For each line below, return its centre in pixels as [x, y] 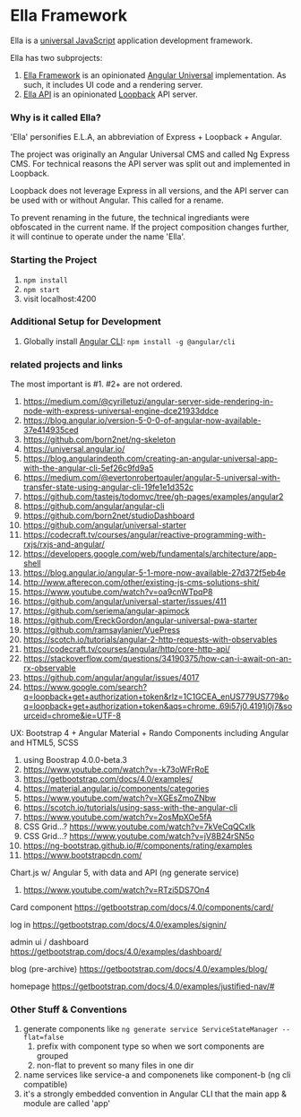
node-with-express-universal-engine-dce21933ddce [120, 411]
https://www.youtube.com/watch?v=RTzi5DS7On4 [116, 890]
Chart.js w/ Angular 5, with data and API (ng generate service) [125, 873]
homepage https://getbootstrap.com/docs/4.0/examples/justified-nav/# [142, 986]
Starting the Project [54, 260]
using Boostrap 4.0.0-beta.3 [75, 760]
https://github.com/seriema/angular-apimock [106, 611]
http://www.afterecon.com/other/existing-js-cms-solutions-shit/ [141, 583]
